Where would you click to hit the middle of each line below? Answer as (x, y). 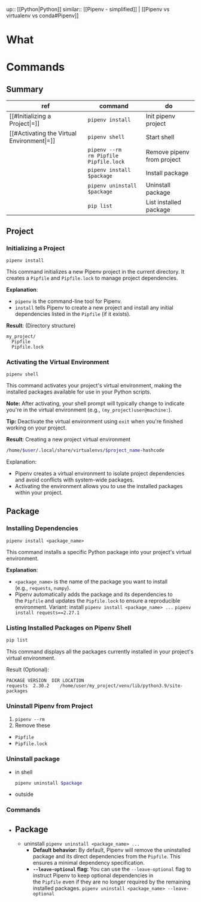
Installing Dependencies (42, 528)
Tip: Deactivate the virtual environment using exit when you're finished (95, 422)
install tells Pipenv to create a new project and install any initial (94, 307)
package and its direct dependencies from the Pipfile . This (106, 856)
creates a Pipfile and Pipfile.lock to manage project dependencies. (92, 278)
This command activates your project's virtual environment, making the (94, 386)
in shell (24, 772)
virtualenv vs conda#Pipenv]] (42, 16)
